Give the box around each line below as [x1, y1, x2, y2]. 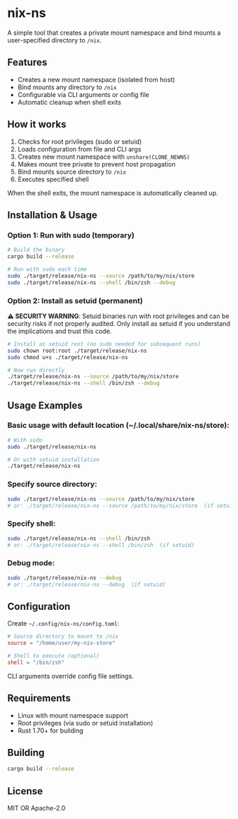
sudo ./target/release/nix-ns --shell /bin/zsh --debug [7, 278, 176, 286]
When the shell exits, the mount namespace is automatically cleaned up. [7, 188, 218, 197]
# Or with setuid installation [7, 456, 100, 463]
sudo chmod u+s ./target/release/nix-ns [7, 354, 129, 361]
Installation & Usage [7, 209, 98, 221]
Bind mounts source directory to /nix [17, 167, 127, 176]
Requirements [7, 692, 71, 704]
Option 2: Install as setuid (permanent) [7, 295, 143, 305]
